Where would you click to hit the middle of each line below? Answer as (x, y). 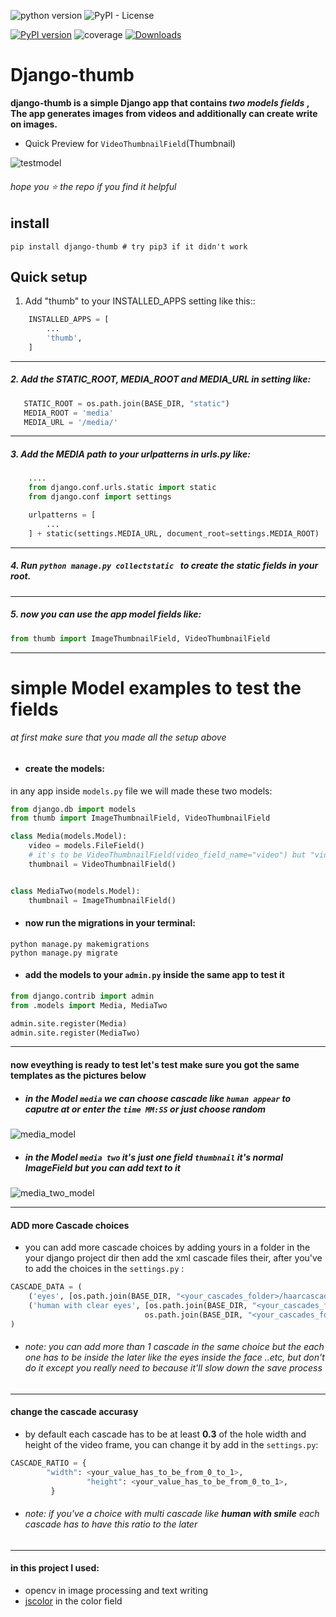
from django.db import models (73, 809)
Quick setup (49, 276)
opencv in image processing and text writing (116, 1590)
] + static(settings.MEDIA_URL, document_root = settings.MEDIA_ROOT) (174, 533)
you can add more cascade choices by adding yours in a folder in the (167, 1247)
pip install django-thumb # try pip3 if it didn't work (129, 246)
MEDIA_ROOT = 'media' (68, 413)
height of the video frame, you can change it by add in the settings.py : (171, 1444)
